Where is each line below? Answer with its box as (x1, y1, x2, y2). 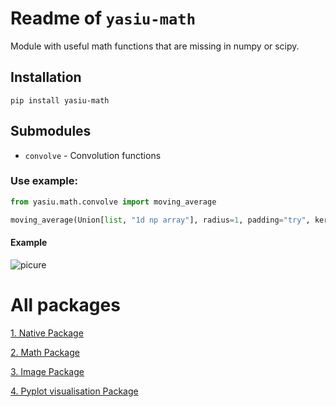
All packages (10, 294, 121, 316)
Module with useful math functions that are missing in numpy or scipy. (10, 40, 300, 52)
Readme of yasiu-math (10, 7, 196, 30)
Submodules (10, 123, 92, 140)
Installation (10, 69, 82, 86)
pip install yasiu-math (10, 95, 110, 106)
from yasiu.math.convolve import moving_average (10, 197, 217, 207)
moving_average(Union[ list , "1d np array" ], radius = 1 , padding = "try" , (10, 215, 311, 225)
